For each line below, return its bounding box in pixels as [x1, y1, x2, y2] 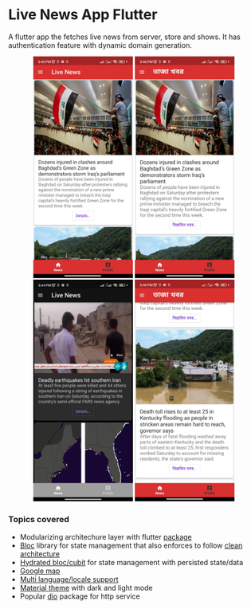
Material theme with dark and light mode [19, 583, 153, 592]
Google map [19, 566, 61, 576]
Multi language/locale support [19, 574, 119, 583]
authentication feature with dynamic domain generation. [8, 40, 193, 49]
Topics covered [8, 514, 70, 525]
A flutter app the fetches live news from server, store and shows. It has [8, 32, 241, 41]
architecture [19, 548, 61, 559]
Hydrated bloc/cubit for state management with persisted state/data [19, 557, 244, 567]
